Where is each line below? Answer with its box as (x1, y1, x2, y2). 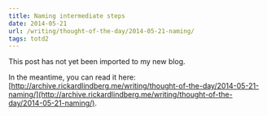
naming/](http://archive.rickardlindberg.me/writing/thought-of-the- (8, 90, 234, 100)
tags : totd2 (8, 34, 49, 43)
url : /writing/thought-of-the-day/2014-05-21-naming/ (8, 27, 195, 35)
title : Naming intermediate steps (8, 11, 126, 20)
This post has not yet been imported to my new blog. (8, 57, 186, 67)
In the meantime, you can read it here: (8, 72, 136, 82)
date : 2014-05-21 (8, 19, 68, 28)
